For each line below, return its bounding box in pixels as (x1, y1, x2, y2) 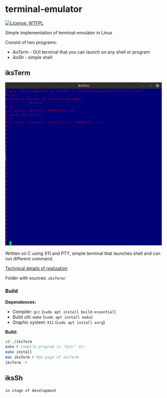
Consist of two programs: (5, 39, 57, 45)
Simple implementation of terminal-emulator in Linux (5, 29, 113, 35)
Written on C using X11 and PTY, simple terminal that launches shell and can (5, 250, 161, 256)
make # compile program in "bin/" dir (5, 344, 85, 350)
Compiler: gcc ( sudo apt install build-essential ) (12, 308, 116, 315)
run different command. (5, 256, 54, 262)
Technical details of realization (5, 265, 68, 271)
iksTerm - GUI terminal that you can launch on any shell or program (12, 49, 150, 55)
